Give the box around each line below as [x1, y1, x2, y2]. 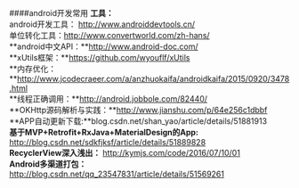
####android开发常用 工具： [9, 8, 114, 18]
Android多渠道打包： [9, 159, 87, 169]
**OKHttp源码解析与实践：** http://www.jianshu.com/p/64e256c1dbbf [9, 105, 268, 115]
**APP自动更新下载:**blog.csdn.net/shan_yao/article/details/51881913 [9, 116, 268, 127]
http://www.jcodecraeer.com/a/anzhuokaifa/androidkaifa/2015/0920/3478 [17, 74, 290, 84]
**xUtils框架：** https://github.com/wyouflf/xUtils [9, 53, 190, 62]
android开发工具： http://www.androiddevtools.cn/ [9, 19, 196, 29]
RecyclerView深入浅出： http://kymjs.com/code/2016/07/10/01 [9, 148, 240, 158]
